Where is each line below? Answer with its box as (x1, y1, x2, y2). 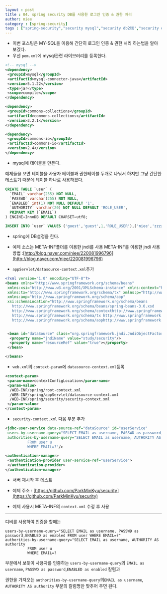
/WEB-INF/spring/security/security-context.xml (9, 397, 110, 402)
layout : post (5, 7, 35, 12)
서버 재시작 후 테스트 (12, 477, 53, 483)
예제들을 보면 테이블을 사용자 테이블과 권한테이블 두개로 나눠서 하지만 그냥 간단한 (5, 170, 162, 176)
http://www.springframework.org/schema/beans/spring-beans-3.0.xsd (11, 304, 155, 309)
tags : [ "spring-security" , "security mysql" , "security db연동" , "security (5, 26, 159, 31)
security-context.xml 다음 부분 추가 (12, 416, 85, 422)
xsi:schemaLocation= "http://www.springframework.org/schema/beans (7, 299, 148, 304)
